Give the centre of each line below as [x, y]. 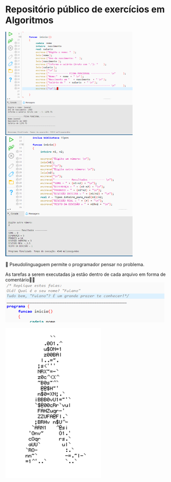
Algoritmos [30, 20]
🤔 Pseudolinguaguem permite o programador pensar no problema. [75, 264]
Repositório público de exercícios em [85, 9]
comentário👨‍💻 [20, 279]
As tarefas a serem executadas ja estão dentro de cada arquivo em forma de [85, 274]
